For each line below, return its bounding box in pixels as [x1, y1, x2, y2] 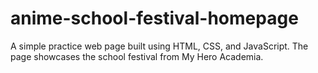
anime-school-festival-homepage [10, 7, 299, 30]
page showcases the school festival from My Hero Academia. [10, 50, 264, 62]
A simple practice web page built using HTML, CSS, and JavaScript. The [10, 40, 309, 52]
